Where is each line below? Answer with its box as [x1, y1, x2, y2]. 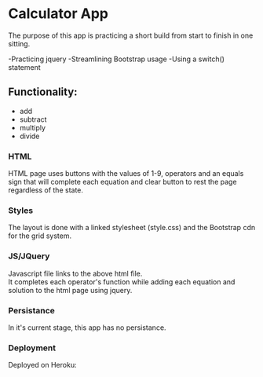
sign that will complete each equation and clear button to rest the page [8, 178, 237, 187]
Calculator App [8, 5, 108, 23]
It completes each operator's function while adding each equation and [8, 276, 236, 287]
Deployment [8, 342, 57, 353]
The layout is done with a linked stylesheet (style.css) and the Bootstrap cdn [8, 223, 256, 232]
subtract [19, 115, 47, 124]
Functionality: [8, 86, 78, 99]
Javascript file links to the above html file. [8, 269, 143, 278]
